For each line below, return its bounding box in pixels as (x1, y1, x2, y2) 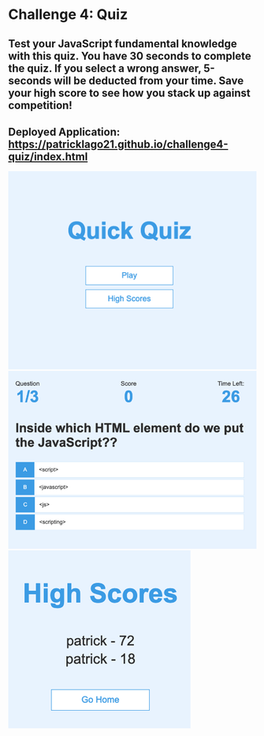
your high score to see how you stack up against (8, 86, 251, 99)
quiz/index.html (8, 150, 88, 163)
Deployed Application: (8, 125, 121, 139)
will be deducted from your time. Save (54, 73, 244, 88)
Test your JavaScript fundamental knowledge (8, 37, 238, 50)
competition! (8, 99, 73, 112)
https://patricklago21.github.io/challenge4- (8, 137, 229, 151)
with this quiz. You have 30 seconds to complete (8, 49, 251, 62)
